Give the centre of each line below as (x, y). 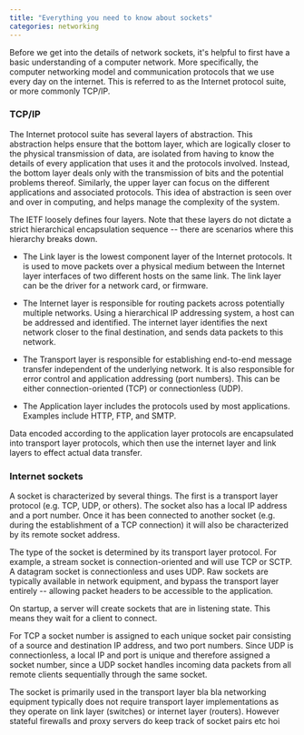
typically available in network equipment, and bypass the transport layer (144, 581)
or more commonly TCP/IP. (60, 91)
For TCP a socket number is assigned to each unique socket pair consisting (151, 636)
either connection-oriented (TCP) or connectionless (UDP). (132, 388)
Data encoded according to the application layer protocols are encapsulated (152, 433)
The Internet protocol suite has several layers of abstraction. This (131, 134)
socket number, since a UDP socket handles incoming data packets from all (151, 665)
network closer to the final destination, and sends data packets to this (153, 332)
